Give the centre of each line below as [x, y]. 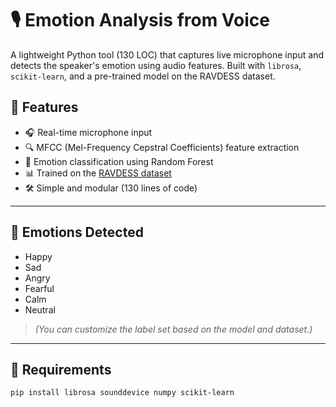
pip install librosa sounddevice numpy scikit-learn [122, 393]
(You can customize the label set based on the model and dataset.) [173, 329]
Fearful [39, 288]
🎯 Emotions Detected [77, 232]
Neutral [40, 309]
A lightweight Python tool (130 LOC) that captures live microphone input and [167, 54]
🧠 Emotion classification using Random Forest [119, 161]
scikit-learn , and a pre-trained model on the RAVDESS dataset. [143, 76]
